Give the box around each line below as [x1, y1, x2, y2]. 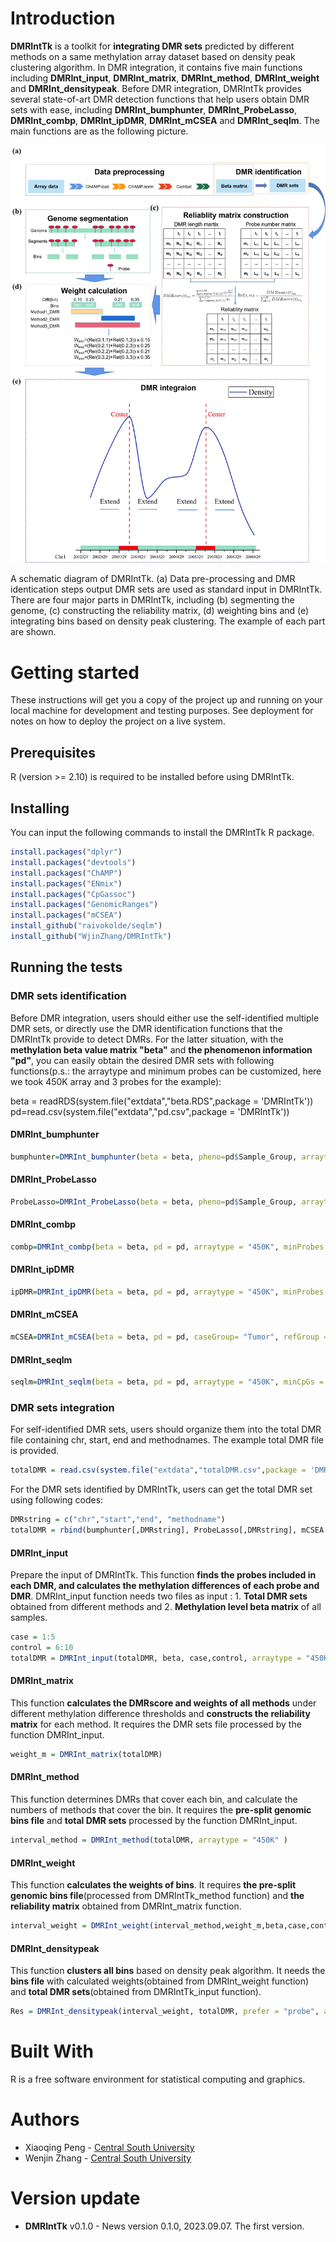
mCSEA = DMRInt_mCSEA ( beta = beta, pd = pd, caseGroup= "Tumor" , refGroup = [10, 1332, 329, 1342]
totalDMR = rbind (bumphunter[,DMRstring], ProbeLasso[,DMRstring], [10, 1525, 298, 1536]
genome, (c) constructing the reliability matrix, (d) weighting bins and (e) [10, 605, 310, 617]
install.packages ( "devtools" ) [10, 857, 137, 867]
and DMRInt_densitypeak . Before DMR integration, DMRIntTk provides [10, 82, 302, 94]
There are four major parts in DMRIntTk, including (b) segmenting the [10, 594, 295, 606]
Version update [10, 2187, 141, 2210]
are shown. [10, 626, 57, 638]
